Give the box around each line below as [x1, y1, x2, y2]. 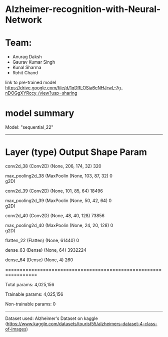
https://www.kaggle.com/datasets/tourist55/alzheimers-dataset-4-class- [6, 321, 157, 326]
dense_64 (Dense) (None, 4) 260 [5, 257, 73, 263]
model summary [5, 108, 74, 119]
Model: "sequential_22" [5, 124, 53, 130]
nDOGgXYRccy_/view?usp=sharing [5, 90, 77, 96]
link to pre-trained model [5, 79, 56, 86]
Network [5, 14, 42, 26]
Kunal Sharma [12, 64, 41, 71]
